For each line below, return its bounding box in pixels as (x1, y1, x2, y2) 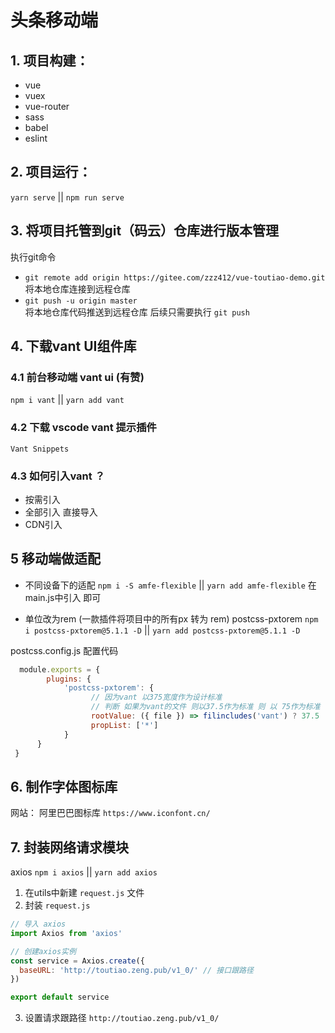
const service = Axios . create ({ (10, 956, 145, 966)
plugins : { (46, 674, 92, 684)
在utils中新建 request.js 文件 (24, 887, 145, 899)
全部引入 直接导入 (24, 506, 98, 518)
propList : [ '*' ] (90, 720, 159, 730)
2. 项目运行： (10, 164, 92, 181)
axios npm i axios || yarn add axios (10, 866, 158, 878)
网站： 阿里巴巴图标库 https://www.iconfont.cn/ (10, 807, 211, 819)
